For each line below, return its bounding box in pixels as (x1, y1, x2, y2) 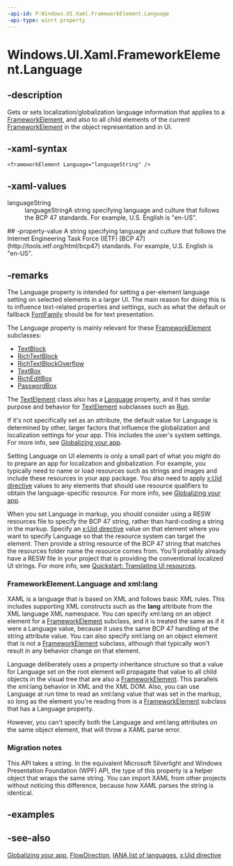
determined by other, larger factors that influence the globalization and (7, 423, 210, 432)
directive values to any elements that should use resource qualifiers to (7, 481, 209, 489)
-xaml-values (7, 180, 67, 192)
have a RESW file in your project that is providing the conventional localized (7, 554, 224, 562)
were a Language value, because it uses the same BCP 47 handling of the (7, 625, 219, 633)
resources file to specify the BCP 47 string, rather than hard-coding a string (7, 517, 224, 525)
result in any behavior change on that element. (7, 646, 140, 655)
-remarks (7, 269, 49, 281)
